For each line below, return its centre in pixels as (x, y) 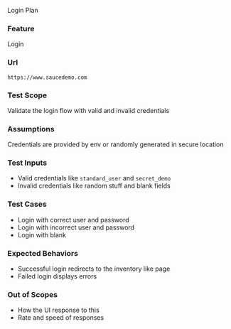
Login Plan (23, 10)
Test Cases (27, 204)
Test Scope (27, 95)
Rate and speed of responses (61, 318)
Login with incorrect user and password (76, 227)
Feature (21, 28)
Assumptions (31, 129)
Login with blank (42, 234)
